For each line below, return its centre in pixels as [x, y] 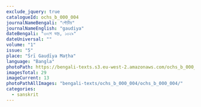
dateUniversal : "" [29, 39]
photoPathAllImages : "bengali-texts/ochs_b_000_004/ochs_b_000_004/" [95, 84]
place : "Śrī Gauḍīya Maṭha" [41, 56]
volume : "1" [21, 45]
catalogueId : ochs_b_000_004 [42, 17]
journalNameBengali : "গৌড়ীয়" [40, 23]
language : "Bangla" [31, 61]
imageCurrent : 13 [28, 78]
